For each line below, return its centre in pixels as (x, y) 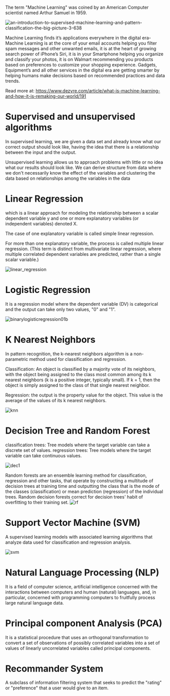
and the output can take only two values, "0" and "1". (60, 309)
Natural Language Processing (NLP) (82, 572)
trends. (13, 81)
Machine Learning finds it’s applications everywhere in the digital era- (78, 38)
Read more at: (20, 91)
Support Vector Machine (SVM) (73, 523)
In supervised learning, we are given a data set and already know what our (83, 141)
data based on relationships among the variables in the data (68, 178)
